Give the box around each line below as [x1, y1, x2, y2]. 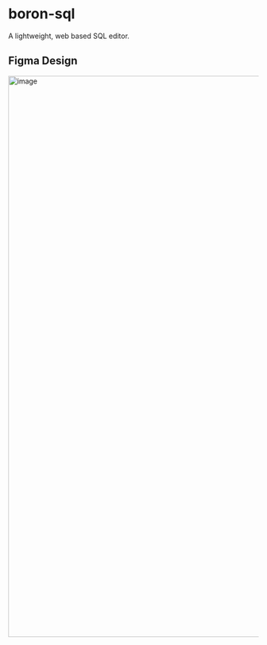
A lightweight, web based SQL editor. [8, 31, 130, 41]
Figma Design [8, 54, 78, 68]
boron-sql [8, 5, 75, 23]
